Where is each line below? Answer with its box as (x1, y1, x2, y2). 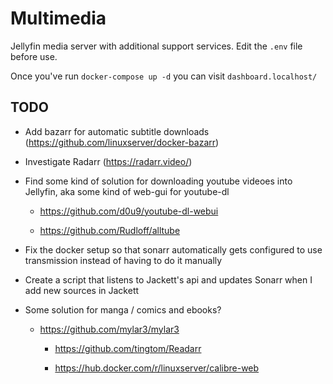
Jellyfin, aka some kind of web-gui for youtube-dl (24, 185, 230, 197)
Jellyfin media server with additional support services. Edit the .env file (10, 40, 303, 52)
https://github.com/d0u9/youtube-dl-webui (39, 205, 219, 217)
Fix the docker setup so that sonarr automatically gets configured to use (24, 243, 323, 256)
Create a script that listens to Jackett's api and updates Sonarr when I (24, 273, 313, 286)
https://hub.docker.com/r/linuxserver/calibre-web (54, 362, 260, 374)
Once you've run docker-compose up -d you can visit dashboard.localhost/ (10, 70, 318, 82)
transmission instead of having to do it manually (24, 254, 223, 266)
